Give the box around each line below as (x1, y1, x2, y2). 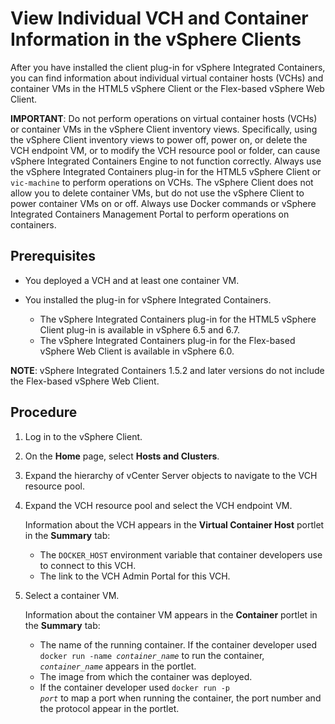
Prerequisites (10, 248, 96, 265)
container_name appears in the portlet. (39, 660, 197, 672)
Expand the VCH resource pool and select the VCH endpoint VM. (24, 499, 293, 511)
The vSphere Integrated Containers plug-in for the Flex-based (39, 334, 296, 346)
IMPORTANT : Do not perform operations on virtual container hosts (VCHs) (10, 112, 318, 124)
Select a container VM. (24, 589, 120, 601)
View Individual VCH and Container (10, 7, 309, 30)
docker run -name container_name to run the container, (39, 649, 265, 661)
